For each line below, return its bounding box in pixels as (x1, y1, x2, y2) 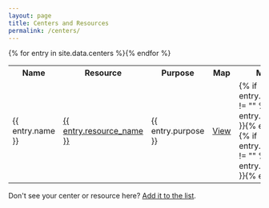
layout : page (8, 11, 52, 20)
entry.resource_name (62, 126, 144, 137)
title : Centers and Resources (8, 19, 110, 27)
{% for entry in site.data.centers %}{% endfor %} (8, 49, 171, 58)
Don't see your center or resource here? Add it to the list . (8, 191, 196, 201)
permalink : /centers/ (8, 26, 81, 34)
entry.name (12, 126, 56, 137)
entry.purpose (151, 126, 205, 137)
